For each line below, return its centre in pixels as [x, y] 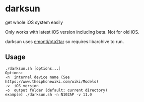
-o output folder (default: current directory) [56, 90]
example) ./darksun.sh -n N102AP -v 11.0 [49, 95]
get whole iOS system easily [34, 22]
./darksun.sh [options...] [33, 68]
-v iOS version [22, 86]
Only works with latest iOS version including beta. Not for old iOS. [72, 32]
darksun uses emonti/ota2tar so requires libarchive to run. [65, 41]
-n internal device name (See [37, 77]
